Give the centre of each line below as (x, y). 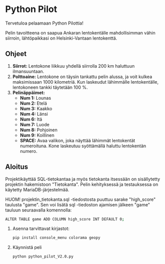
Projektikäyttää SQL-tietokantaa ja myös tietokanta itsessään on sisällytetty (83, 179)
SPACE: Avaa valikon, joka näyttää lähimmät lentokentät (77, 140)
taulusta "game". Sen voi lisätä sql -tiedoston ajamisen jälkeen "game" (78, 204)
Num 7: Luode (35, 124)
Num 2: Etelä (33, 103)
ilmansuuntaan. (28, 71)
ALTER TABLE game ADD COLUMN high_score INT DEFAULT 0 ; (65, 219)
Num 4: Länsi (34, 114)
